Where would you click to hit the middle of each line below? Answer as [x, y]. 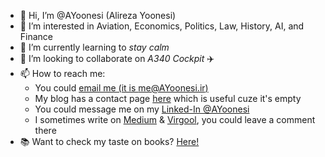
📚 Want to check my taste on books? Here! [109, 141]
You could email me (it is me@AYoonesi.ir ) [121, 88]
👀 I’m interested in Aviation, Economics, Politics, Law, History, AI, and [162, 26]
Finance [36, 36]
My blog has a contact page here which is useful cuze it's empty [168, 98]
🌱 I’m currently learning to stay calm [94, 47]
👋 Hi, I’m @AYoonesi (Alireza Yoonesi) [98, 15]
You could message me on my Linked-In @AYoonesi [142, 109]
